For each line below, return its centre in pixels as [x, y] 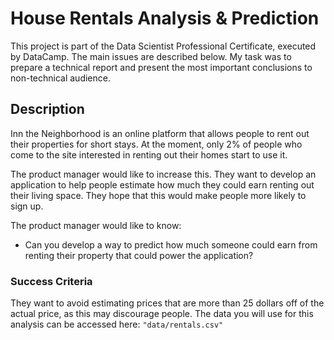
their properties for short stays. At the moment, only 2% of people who [156, 144]
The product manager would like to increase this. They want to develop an [163, 174]
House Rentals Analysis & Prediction [165, 18]
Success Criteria [51, 281]
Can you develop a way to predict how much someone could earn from [171, 244]
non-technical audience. [60, 78]
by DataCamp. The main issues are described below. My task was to [151, 56]
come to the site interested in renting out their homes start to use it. [149, 154]
